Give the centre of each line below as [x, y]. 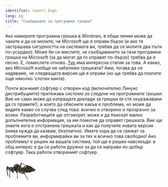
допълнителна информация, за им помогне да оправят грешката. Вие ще [84, 120]
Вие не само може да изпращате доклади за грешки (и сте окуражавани [83, 99]
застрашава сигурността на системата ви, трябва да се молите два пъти [83, 47]
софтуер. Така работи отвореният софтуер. [52, 152]
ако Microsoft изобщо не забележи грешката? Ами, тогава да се [74, 68]
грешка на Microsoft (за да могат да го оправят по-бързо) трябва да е [80, 57]
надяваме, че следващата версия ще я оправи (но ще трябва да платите [83, 73]
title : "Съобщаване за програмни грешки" [49, 21]
